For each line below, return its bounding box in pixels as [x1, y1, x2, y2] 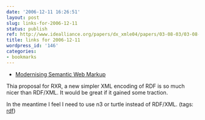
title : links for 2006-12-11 [6, 37, 81, 43]
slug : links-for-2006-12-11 [6, 20, 78, 26]
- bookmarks [6, 54, 37, 60]
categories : [6, 48, 37, 55]
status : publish [6, 25, 48, 32]
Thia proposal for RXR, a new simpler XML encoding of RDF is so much [6, 82, 185, 90]
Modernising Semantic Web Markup [15, 70, 106, 78]
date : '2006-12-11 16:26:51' [6, 8, 81, 15]
